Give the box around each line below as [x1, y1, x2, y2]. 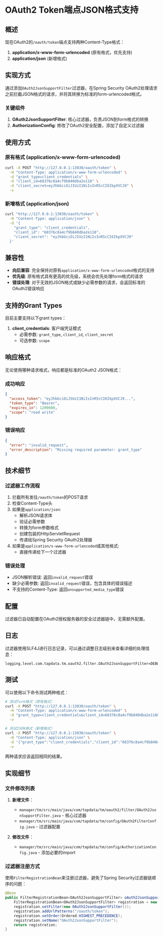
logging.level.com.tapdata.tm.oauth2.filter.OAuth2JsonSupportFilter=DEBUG [5, 661, 162, 666]
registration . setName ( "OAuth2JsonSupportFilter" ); [14, 918, 118, 923]
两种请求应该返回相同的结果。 [5, 753, 65, 759]
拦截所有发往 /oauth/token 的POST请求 [12, 494, 88, 500]
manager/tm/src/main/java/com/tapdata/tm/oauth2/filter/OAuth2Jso [19, 808, 157, 813]
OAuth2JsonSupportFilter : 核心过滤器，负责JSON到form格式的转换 [12, 116, 149, 122]
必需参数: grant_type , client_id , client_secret [19, 331, 114, 337]
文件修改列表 [5, 785, 35, 791]
